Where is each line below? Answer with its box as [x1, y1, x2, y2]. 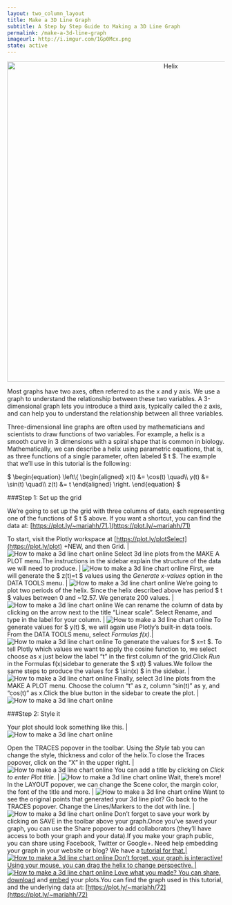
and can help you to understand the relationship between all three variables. [7, 409, 224, 418]
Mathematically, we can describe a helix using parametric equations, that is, [7, 445, 223, 453]
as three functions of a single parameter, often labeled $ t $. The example [7, 452, 217, 460]
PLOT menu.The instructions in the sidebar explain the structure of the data [7, 557, 222, 565]
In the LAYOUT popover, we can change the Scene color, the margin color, [7, 781, 219, 788]
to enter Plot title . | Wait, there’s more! [7, 773, 222, 781]
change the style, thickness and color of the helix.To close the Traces [7, 751, 205, 759]
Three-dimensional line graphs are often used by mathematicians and [7, 422, 205, 431]
